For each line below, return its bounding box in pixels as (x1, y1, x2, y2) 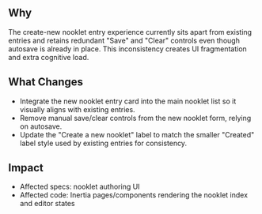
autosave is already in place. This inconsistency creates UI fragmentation (8, 43, 247, 54)
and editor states (19, 199, 75, 208)
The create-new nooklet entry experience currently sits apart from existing (8, 27, 252, 36)
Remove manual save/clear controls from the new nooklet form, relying (19, 113, 252, 122)
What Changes (8, 75, 84, 89)
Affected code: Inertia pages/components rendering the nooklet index (19, 190, 248, 200)
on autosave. (19, 122, 63, 131)
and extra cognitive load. (8, 52, 89, 62)
